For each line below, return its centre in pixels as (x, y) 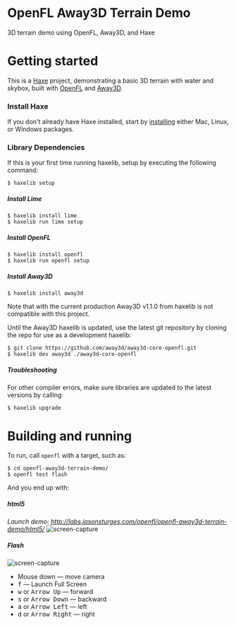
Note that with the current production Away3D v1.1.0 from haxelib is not (110, 307)
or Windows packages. (41, 129)
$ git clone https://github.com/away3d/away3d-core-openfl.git (102, 348)
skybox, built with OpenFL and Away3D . (65, 88)
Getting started (53, 61)
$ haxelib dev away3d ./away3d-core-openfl (72, 354)
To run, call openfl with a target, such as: (67, 456)
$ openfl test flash (38, 475)
